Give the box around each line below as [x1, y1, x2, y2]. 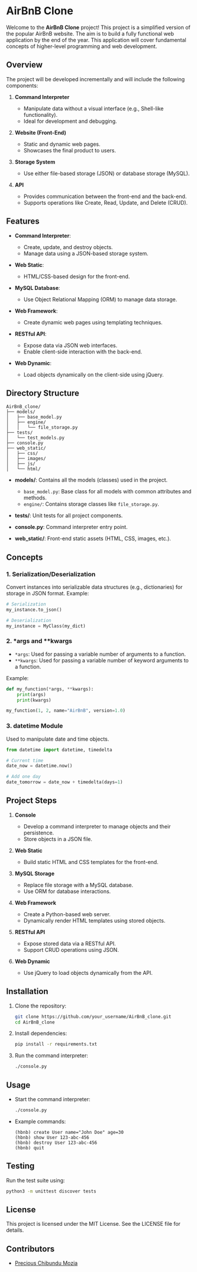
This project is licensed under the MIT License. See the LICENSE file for [6, 1220, 181, 1228]
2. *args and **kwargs [6, 637, 73, 645]
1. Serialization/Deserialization [6, 570, 96, 578]
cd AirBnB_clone [14, 1019, 55, 1025]
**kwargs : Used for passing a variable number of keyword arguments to [14, 656, 189, 664]
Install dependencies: [14, 1030, 67, 1037]
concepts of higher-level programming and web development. [6, 43, 157, 50]
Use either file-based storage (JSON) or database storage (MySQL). [23, 170, 190, 177]
